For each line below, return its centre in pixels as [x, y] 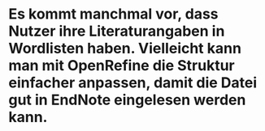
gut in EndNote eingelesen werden [127, 100]
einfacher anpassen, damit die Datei [133, 83]
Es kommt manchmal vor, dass [113, 14]
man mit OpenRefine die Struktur [122, 66]
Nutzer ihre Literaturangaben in [117, 31]
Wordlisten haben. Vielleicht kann [125, 49]
